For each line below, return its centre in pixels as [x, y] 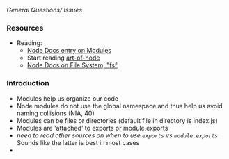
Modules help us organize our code [68, 98]
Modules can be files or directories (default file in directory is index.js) [117, 120]
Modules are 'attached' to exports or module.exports [92, 128]
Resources [25, 28]
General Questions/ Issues [45, 10]
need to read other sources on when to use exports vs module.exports [117, 135]
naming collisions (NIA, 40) [55, 113]
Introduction [28, 83]
